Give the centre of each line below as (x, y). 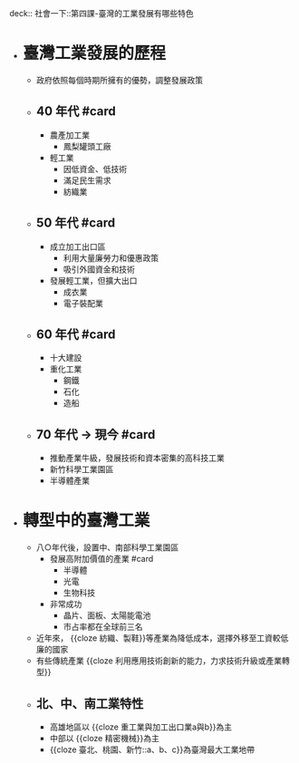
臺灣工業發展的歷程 (94, 53)
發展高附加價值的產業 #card (101, 559)
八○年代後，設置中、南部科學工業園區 (107, 547)
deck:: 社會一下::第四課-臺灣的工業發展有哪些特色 (101, 13)
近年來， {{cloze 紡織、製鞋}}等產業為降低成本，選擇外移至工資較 (158, 638)
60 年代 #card (76, 334)
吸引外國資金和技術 (99, 269)
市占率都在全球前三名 (103, 627)
